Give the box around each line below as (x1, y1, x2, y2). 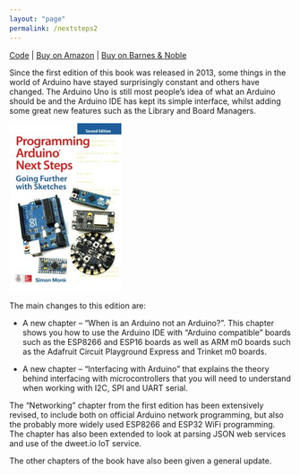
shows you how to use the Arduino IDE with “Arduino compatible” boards (21, 327, 291, 338)
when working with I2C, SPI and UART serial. (21, 382, 188, 393)
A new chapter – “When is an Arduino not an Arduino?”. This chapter (21, 317, 275, 328)
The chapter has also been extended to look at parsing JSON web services (9, 428, 287, 439)
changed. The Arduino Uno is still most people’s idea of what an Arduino (9, 86, 276, 97)
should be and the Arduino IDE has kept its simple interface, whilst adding (9, 95, 282, 107)
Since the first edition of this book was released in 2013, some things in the (9, 67, 287, 78)
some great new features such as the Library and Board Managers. (9, 105, 257, 116)
